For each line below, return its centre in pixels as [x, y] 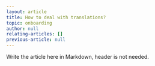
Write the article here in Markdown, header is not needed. [77, 57]
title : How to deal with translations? [56, 17]
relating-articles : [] [35, 34]
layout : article [26, 12]
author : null [23, 28]
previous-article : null [36, 40]
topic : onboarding [29, 23]
